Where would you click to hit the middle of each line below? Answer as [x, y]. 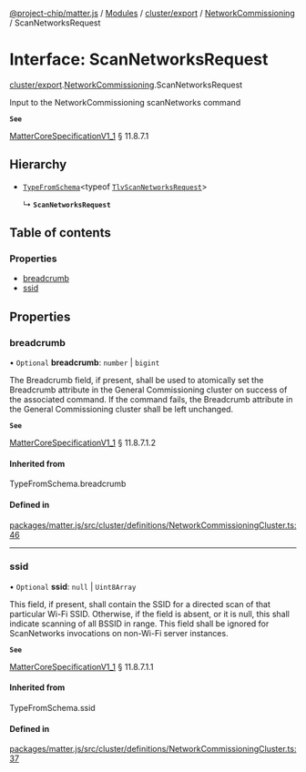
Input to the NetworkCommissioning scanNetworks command [125, 102]
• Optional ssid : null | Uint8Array [73, 586]
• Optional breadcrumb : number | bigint [85, 362]
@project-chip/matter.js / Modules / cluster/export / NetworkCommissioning [153, 13]
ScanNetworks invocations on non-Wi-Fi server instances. [119, 633]
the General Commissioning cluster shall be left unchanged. [122, 410]
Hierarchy [38, 164]
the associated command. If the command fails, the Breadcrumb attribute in [151, 400]
